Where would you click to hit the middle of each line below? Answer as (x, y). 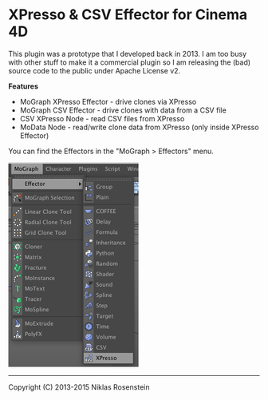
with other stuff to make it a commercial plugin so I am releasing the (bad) (130, 62)
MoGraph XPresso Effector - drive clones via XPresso (108, 101)
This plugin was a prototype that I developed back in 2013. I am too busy (128, 53)
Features (23, 86)
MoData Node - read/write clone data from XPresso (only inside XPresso (139, 127)
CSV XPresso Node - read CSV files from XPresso (102, 118)
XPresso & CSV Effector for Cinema (128, 15)
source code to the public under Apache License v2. (95, 70)
